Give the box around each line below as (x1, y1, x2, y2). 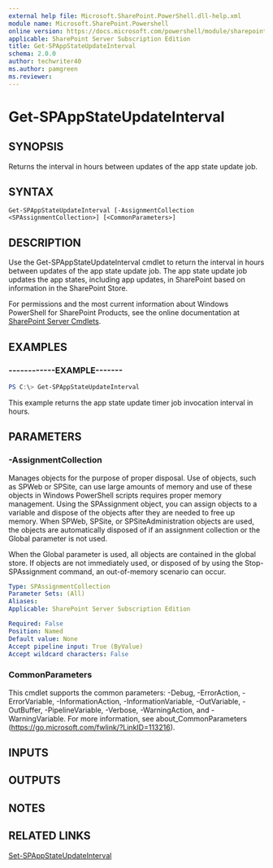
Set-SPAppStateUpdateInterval (8, 850, 112, 860)
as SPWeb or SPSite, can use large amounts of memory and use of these (8, 481, 253, 491)
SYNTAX (8, 185, 54, 199)
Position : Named (8, 627, 63, 635)
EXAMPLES (8, 340, 67, 354)
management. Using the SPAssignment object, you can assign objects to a (8, 498, 258, 509)
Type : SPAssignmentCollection (8, 582, 111, 590)
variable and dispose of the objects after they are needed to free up (8, 507, 236, 517)
